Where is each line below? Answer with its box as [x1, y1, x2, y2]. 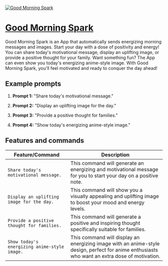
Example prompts [5, 80, 61, 88]
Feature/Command [13, 151, 60, 158]
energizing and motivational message [70, 166, 158, 173]
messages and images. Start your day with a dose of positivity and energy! [5, 44, 159, 50]
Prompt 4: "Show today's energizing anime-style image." [12, 122, 130, 128]
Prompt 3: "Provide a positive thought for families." [12, 112, 118, 118]
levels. [70, 205, 86, 212]
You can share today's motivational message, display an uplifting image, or [5, 49, 159, 55]
